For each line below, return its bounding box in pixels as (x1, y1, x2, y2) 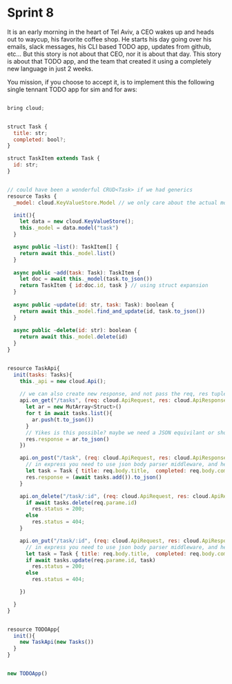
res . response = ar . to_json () (25, 436, 110, 443)
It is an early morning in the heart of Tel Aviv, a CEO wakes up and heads (7, 28, 215, 36)
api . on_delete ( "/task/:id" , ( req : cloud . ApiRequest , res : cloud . (19, 492, 212, 499)
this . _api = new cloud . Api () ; (19, 378, 107, 385)
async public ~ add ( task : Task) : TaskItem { (13, 269, 140, 276)
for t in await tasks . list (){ (25, 410, 113, 417)
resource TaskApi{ (7, 364, 60, 371)
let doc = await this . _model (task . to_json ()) (19, 275, 153, 283)
